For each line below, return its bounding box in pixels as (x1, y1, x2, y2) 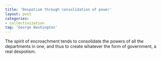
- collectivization (5, 20, 45, 26)
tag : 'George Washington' (5, 25, 57, 30)
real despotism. (5, 49, 36, 55)
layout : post (5, 12, 32, 16)
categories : (5, 16, 29, 21)
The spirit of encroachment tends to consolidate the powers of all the (5, 38, 144, 44)
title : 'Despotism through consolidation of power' (5, 7, 112, 12)
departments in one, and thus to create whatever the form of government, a (5, 44, 157, 49)
